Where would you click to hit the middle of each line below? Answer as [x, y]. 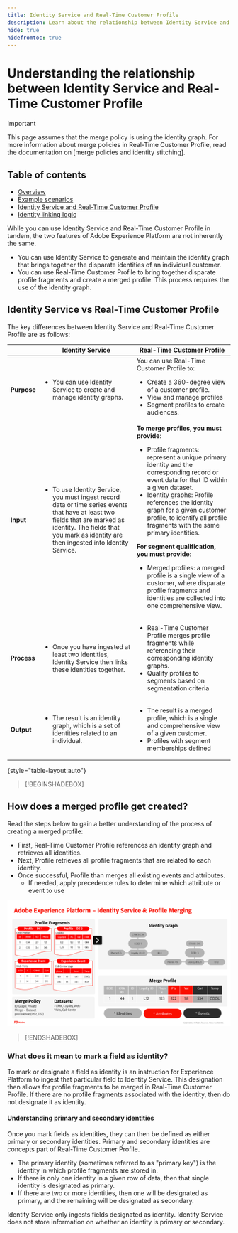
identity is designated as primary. [66, 1185]
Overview [32, 192]
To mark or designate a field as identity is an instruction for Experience [110, 1072]
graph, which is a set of [86, 726]
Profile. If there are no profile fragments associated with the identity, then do [119, 1094]
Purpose [23, 389]
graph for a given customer [187, 510]
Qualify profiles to [173, 673]
